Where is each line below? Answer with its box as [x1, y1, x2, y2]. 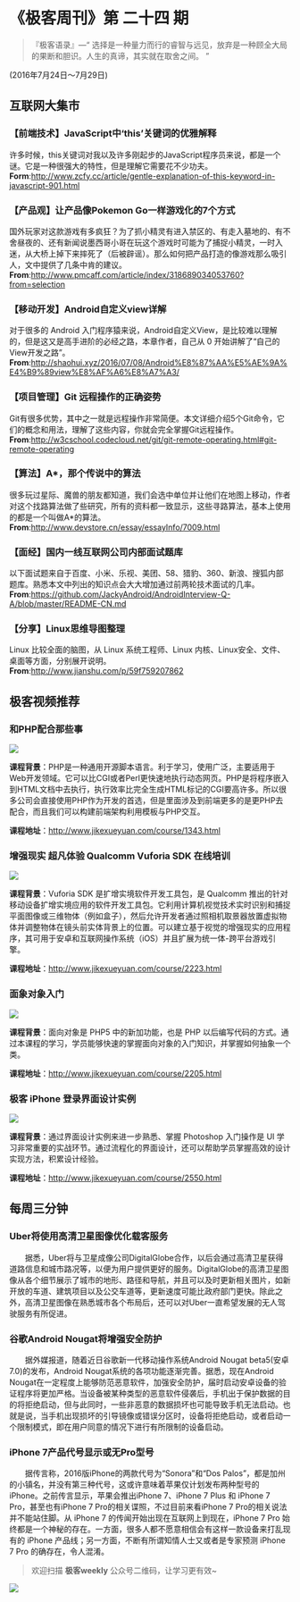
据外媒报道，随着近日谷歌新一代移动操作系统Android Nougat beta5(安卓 [24, 1355, 289, 1365]
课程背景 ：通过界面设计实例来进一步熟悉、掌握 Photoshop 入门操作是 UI [9, 1131, 275, 1142]
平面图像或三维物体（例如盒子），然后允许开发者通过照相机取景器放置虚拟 [9, 910, 279, 921]
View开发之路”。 [9, 348, 71, 358]
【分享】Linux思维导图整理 [9, 623, 126, 635]
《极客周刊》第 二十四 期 [9, 8, 189, 29]
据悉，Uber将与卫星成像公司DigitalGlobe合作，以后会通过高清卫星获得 [24, 1252, 284, 1262]
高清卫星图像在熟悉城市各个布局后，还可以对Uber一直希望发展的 [24, 1296, 262, 1307]
